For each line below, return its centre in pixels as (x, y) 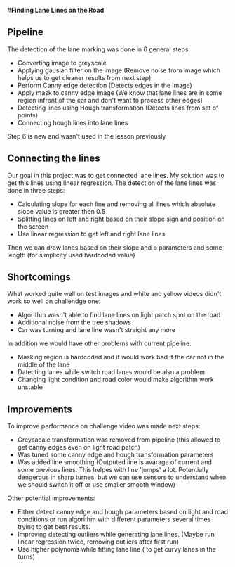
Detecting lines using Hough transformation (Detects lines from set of (118, 108)
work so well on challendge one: (54, 301)
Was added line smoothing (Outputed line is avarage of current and (114, 462)
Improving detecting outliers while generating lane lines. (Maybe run (116, 535)
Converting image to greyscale (62, 63)
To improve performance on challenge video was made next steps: (104, 426)
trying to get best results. (54, 527)
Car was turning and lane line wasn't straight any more (96, 330)
